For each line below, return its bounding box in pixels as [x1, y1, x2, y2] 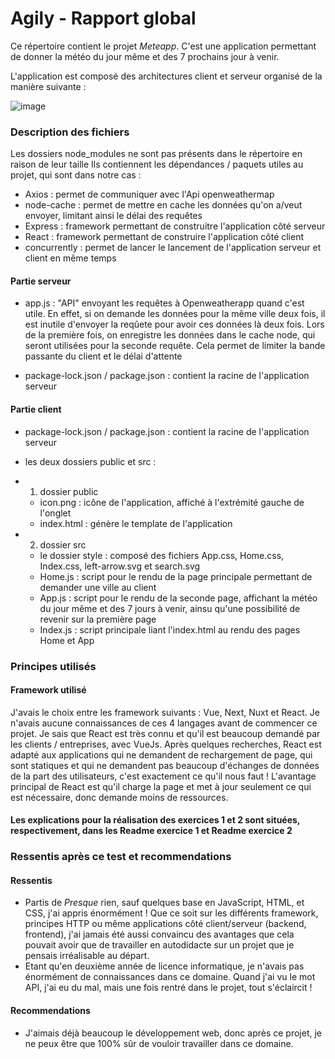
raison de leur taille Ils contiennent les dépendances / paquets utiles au [10, 158, 304, 171]
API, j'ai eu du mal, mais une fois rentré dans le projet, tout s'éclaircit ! [24, 982, 313, 994]
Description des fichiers [10, 125, 130, 139]
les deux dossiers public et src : [24, 455, 157, 467]
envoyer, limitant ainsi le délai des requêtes [24, 210, 203, 222]
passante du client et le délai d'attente [24, 350, 183, 362]
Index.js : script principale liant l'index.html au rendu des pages [39, 623, 301, 636]
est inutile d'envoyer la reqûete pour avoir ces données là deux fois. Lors [24, 318, 325, 331]
